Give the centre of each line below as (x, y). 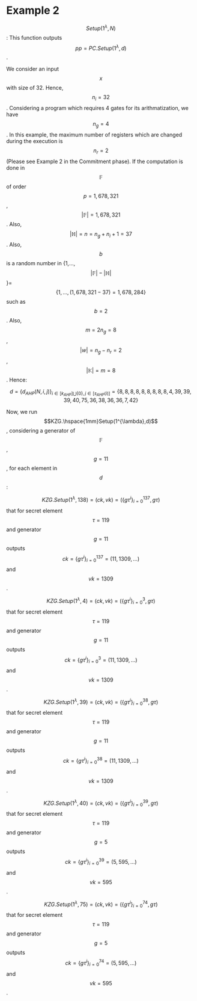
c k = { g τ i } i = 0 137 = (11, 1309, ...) (101, 559)
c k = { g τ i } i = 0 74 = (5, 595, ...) (101, 963)
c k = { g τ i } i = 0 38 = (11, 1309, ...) (101, 761)
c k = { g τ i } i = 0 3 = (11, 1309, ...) (101, 660)
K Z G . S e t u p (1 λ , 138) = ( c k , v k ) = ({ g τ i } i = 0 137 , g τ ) (101, 500)
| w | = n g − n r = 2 (101, 351)
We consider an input (32, 69)
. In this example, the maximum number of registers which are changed (94, 134)
